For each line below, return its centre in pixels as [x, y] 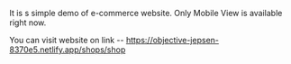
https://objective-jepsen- [172, 40]
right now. [28, 23]
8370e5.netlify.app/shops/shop [68, 50]
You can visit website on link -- [67, 40]
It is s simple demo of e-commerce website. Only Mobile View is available [146, 13]
